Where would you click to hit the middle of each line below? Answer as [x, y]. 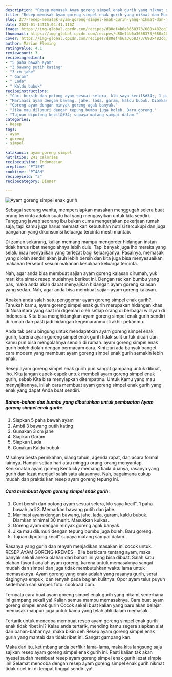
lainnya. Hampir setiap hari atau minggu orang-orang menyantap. [74, 463]
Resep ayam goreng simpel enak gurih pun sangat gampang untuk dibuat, [83, 369]
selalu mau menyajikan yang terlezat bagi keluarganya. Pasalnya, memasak [84, 253]
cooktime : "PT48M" [25, 172]
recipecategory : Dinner [31, 181]
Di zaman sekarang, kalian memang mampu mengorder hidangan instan [81, 242]
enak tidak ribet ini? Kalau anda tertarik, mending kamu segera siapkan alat [84, 626]
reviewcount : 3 [21, 53]
